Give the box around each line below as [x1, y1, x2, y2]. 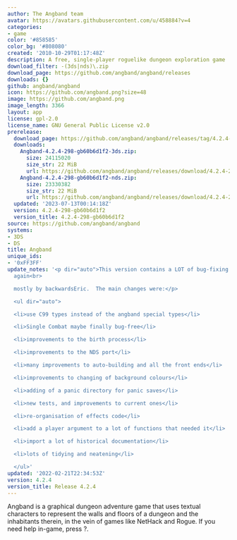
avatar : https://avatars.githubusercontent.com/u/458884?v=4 [7, 17, 191, 24]
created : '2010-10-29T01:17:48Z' [7, 50, 106, 57]
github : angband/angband [7, 82, 80, 90]
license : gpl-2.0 [7, 115, 59, 122]
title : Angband [7, 246, 52, 254]
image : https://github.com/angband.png [7, 96, 125, 103]
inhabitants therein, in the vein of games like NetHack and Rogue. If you [7, 517, 216, 526]
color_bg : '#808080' [7, 43, 68, 50]
